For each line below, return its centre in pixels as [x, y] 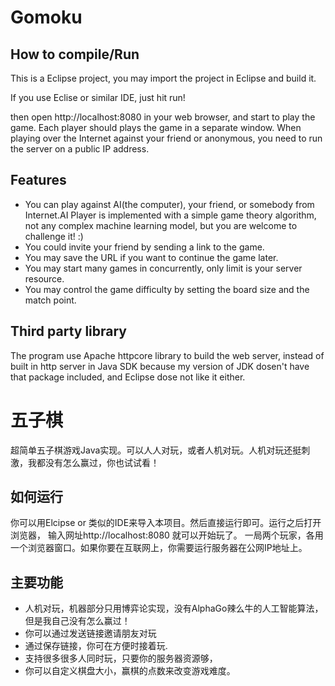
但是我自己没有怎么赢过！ [77, 621]
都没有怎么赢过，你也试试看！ [98, 462]
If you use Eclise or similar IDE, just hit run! [98, 97]
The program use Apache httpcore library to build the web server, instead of [167, 355]
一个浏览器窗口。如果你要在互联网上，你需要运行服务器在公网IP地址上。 [159, 548]
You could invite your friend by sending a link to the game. [144, 247]
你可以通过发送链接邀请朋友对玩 [90, 633]
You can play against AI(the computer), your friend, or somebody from [169, 204]
